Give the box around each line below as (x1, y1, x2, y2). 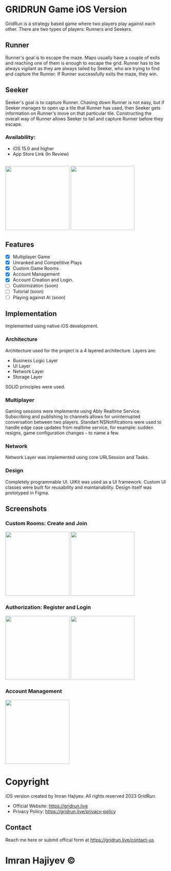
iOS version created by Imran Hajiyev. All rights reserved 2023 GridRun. (5, 793, 157, 799)
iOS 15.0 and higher (12, 145, 54, 152)
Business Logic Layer (12, 357, 58, 363)
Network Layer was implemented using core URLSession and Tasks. (5, 454, 149, 461)
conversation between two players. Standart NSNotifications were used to (5, 419, 162, 425)
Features (5, 240, 34, 249)
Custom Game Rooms (12, 265, 59, 272)
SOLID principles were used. (5, 383, 66, 390)
